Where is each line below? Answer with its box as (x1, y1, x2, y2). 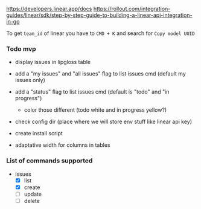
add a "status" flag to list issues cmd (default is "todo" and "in (14, 88, 170, 95)
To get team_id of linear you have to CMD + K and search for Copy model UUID (6, 30, 195, 37)
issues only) (14, 77, 45, 84)
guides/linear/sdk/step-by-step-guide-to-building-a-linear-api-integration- (6, 11, 193, 19)
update (24, 190, 42, 198)
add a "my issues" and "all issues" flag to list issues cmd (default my (14, 70, 186, 77)
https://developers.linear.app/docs (6, 5, 92, 12)
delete (24, 197, 40, 204)
